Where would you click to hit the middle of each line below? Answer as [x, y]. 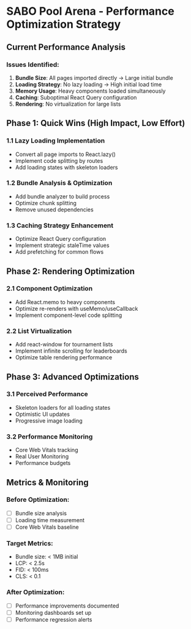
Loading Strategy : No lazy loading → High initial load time [88, 84]
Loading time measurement [50, 520]
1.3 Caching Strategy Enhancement [60, 225]
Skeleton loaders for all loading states [63, 407]
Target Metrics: [30, 543]
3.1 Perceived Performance [47, 394]
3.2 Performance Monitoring [50, 436]
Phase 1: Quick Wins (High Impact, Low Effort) [96, 123]
